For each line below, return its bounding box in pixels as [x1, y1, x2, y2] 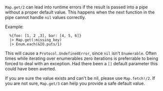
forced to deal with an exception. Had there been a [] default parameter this [5, 61, 158, 66]
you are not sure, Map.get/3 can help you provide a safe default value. [5, 80, 145, 86]
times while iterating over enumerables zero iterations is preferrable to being [5, 55, 159, 61]
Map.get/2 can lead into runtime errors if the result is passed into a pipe [5, 4, 148, 10]
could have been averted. [5, 66, 56, 72]
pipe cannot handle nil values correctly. [5, 15, 86, 20]
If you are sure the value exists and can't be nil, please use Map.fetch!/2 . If [5, 75, 155, 81]
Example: [5, 24, 24, 30]
